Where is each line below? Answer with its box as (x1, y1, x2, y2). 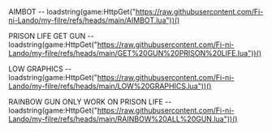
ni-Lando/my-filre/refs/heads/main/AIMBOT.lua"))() (8, 15, 180, 25)
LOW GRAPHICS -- (8, 64, 72, 74)
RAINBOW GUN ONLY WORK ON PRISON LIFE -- (8, 97, 172, 106)
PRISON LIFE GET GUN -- (8, 32, 95, 40)
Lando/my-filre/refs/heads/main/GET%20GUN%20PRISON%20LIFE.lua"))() (8, 49, 262, 57)
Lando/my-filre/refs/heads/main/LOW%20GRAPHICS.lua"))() (8, 81, 212, 91)
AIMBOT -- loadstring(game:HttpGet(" (8, 7, 136, 16)
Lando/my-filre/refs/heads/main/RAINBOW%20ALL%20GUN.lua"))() (8, 114, 238, 124)
